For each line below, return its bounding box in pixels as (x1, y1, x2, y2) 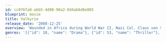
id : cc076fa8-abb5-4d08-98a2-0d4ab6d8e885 (5, 7, 94, 12)
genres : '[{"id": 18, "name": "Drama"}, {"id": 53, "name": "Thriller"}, (5, 30, 161, 35)
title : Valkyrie (5, 16, 39, 21)
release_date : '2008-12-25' (5, 21, 63, 26)
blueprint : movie (5, 12, 41, 17)
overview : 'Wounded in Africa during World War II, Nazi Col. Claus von (5, 26, 158, 31)
